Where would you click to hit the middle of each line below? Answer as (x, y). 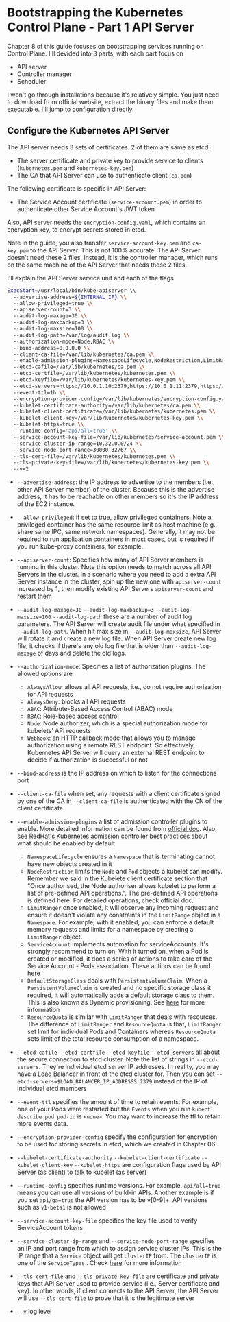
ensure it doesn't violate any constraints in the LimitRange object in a (124, 915)
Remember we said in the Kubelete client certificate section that (117, 878)
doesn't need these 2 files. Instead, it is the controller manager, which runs (112, 257)
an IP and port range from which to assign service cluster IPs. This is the (119, 1249)
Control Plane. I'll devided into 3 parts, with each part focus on (95, 53)
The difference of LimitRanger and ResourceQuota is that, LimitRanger (124, 1024)
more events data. (42, 1124)
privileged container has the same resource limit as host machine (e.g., (117, 525)
